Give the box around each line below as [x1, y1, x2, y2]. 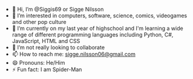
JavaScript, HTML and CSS [11, 38, 80, 44]
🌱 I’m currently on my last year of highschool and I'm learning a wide [11, 25, 183, 32]
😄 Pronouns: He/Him [11, 59, 65, 66]
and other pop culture [11, 19, 67, 25]
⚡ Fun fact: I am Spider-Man [11, 66, 82, 73]
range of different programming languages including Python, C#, [11, 31, 174, 38]
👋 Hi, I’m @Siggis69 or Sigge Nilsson [11, 6, 104, 13]
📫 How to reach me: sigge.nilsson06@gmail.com [11, 51, 136, 57]
